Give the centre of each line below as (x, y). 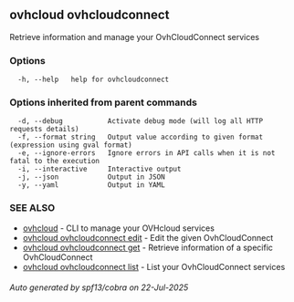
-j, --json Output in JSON (92, 177)
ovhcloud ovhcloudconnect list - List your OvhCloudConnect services (154, 266)
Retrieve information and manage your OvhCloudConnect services (135, 36)
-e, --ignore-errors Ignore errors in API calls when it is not (147, 153)
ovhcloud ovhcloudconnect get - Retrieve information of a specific (148, 247)
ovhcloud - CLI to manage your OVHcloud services (118, 228)
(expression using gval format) (71, 145)
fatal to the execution (55, 161)
